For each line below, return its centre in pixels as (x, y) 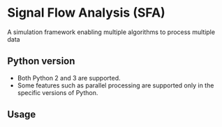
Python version (41, 61)
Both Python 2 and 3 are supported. (69, 78)
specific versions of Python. (58, 92)
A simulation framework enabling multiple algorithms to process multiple (111, 32)
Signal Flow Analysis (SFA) (86, 13)
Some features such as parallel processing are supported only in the (116, 85)
